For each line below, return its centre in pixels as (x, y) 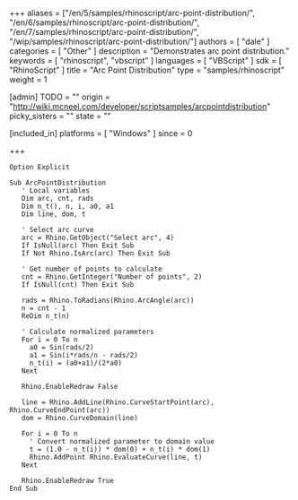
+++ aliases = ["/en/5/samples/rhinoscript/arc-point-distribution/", (132, 13)
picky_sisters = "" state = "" (61, 116)
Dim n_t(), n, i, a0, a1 (68, 206)
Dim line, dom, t (54, 214)
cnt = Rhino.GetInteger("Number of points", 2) (112, 277)
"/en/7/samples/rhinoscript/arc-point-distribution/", (104, 32)
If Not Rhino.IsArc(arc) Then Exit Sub (96, 254)
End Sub (24, 488)
